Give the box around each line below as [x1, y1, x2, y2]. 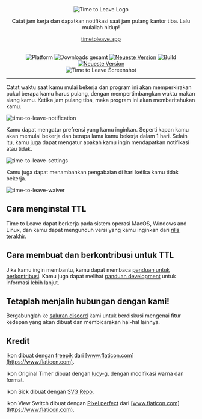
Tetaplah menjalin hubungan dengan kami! [6, 296, 170, 307]
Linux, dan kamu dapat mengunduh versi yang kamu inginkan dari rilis [6, 226, 180, 233]
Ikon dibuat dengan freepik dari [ [6, 352, 88, 359]
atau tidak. [6, 145, 32, 152]
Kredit [6, 336, 30, 346]
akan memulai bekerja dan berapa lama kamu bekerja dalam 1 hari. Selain [6, 132, 188, 139]
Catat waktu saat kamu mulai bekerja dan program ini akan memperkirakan [6, 84, 192, 91]
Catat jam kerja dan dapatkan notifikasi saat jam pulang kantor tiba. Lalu [11, 17, 191, 25]
